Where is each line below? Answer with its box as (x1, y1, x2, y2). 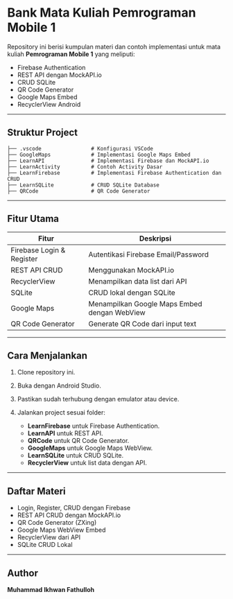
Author (7, 567, 38, 579)
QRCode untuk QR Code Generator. (27, 437, 130, 445)
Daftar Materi (7, 485, 66, 497)
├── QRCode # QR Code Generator (7, 187, 150, 195)
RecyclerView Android (17, 100, 81, 108)
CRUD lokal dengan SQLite (88, 288, 175, 297)
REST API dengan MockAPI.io (17, 71, 102, 79)
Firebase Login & (10, 245, 66, 254)
